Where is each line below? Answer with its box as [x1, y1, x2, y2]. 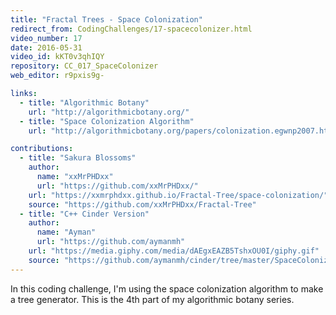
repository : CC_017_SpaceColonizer [10, 61, 159, 71]
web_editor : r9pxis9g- [10, 71, 105, 81]
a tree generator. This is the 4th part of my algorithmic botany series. [10, 293, 295, 305]
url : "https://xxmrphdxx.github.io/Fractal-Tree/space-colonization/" [28, 190, 329, 200]
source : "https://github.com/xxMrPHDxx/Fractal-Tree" [28, 199, 257, 210]
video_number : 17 [10, 33, 83, 43]
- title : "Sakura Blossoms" [19, 153, 137, 163]
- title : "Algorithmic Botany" [19, 97, 150, 108]
